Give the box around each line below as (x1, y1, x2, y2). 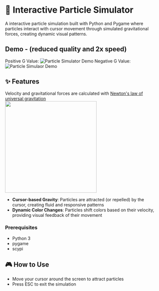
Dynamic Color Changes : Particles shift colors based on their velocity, (12, 207, 155, 213)
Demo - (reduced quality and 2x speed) (5, 45, 127, 53)
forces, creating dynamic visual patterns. (5, 31, 87, 37)
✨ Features (5, 78, 40, 86)
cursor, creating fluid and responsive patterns (12, 202, 104, 208)
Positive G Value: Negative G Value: (5, 58, 131, 64)
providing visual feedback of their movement (12, 212, 102, 218)
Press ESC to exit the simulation (12, 281, 77, 287)
